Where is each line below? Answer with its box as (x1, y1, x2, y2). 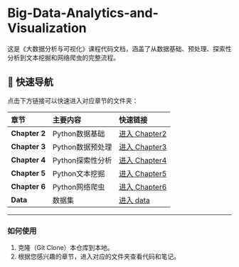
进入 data (118, 195, 151, 205)
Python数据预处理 (52, 142, 112, 152)
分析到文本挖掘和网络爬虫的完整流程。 (7, 53, 119, 62)
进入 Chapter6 (118, 182, 167, 192)
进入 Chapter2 (118, 129, 167, 138)
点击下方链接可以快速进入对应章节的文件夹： (7, 96, 139, 104)
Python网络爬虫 (52, 182, 105, 192)
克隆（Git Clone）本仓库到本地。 (17, 244, 114, 252)
